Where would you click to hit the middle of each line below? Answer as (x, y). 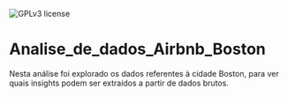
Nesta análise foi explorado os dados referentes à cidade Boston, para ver (144, 73)
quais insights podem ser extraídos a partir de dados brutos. (119, 83)
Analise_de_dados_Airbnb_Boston (138, 49)
